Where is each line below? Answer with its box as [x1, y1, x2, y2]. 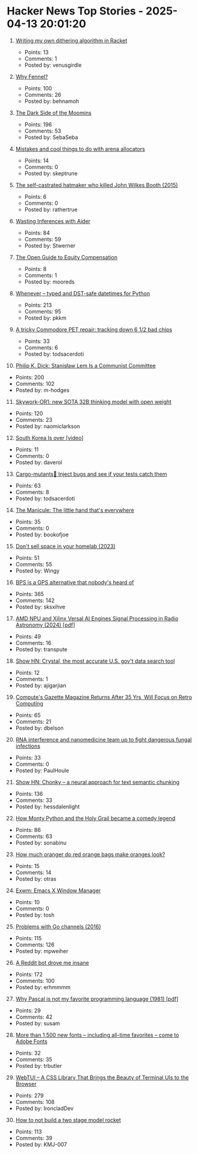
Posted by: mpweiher [15, 947, 69, 955]
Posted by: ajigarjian [15, 681, 67, 689]
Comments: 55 [15, 560, 52, 568]
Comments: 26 [24, 91, 62, 98]
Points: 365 [15, 590, 45, 597]
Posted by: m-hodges [15, 386, 70, 394]
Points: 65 [15, 712, 41, 719]
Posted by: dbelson [15, 724, 64, 731]
